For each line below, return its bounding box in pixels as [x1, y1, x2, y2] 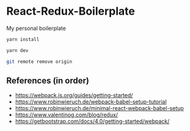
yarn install [6, 36, 40, 42]
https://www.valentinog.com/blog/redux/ [15, 111, 118, 119]
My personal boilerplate [6, 24, 66, 32]
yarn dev [6, 47, 29, 53]
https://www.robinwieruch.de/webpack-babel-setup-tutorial [15, 98, 167, 105]
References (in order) [6, 75, 90, 86]
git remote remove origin [6, 58, 72, 65]
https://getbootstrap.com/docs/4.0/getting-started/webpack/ [15, 118, 170, 125]
